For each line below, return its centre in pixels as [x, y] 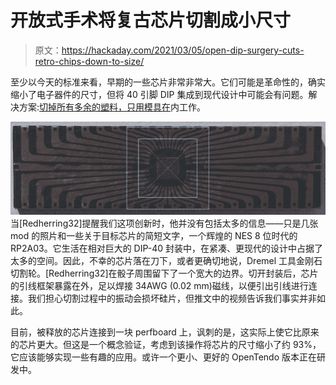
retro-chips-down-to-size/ [89, 61]
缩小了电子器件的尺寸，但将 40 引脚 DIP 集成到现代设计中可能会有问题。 [159, 94]
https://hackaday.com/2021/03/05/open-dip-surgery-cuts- [183, 50]
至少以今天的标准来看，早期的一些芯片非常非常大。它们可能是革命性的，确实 [168, 82]
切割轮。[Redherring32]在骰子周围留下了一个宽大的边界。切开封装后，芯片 [164, 273]
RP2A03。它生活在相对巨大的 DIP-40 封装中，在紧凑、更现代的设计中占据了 [166, 248]
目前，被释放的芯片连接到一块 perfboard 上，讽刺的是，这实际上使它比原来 [165, 332]
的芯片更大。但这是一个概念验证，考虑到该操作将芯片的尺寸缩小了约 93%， [166, 344]
